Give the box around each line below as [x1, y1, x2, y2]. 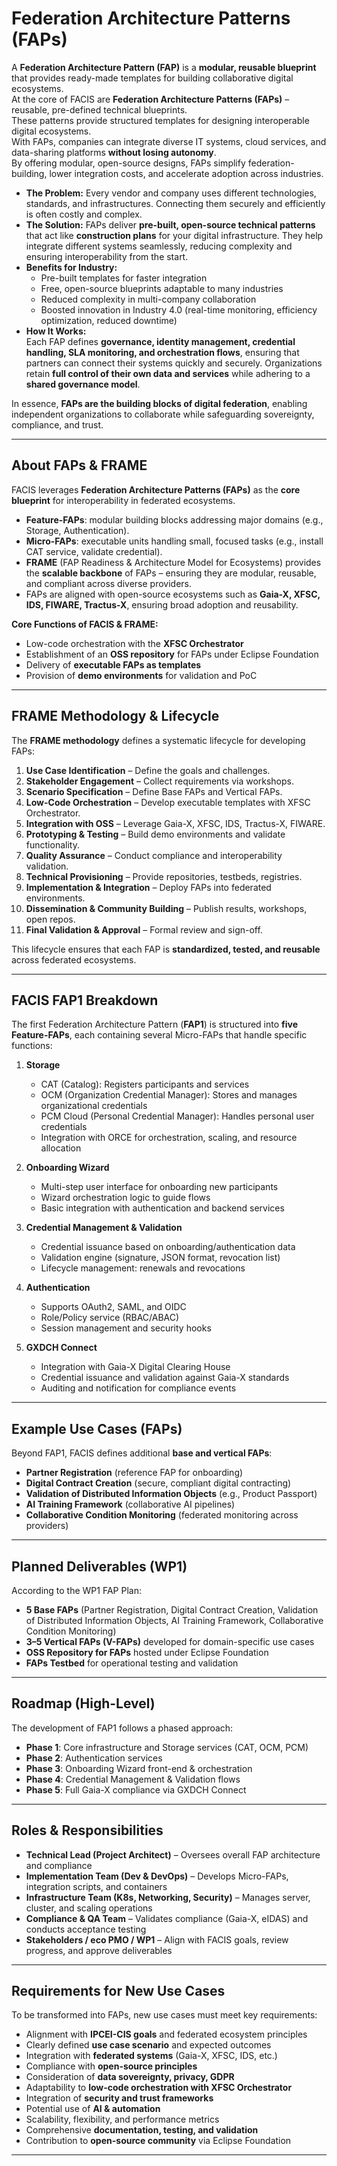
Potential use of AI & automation [25, 2103, 161, 2115]
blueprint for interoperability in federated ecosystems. [11, 494, 236, 506]
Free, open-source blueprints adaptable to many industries [40, 282, 284, 294]
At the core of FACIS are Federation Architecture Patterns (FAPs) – [11, 93, 290, 105]
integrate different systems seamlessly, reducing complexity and [25, 240, 293, 252]
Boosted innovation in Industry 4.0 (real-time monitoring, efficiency [40, 303, 318, 316]
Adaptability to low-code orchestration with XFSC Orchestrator [25, 2082, 293, 2094]
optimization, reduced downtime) [40, 314, 178, 326]
